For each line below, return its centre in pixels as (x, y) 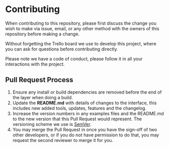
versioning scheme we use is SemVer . (52, 124)
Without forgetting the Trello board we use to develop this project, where (81, 43)
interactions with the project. (35, 64)
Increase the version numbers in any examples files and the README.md (88, 113)
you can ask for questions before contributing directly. (62, 49)
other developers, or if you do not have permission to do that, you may (86, 135)
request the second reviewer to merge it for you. (63, 140)
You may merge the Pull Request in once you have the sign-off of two (85, 129)
